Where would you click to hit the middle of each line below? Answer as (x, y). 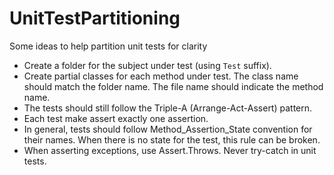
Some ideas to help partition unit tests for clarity (108, 46)
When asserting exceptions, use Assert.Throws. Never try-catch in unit (170, 150)
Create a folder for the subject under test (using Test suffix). (147, 65)
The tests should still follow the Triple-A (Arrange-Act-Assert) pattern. (168, 108)
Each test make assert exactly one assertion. (116, 118)
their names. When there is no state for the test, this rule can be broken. (172, 139)
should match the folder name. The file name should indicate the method (173, 86)
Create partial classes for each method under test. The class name (161, 76)
